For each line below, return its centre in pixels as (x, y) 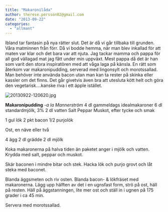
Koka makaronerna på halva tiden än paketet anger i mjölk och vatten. (77, 149)
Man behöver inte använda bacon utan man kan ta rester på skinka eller (79, 75)
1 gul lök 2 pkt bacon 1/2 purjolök (39, 120)
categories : (18, 24)
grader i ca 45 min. (25, 195)
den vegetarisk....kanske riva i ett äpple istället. (54, 85)
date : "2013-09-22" (26, 19)
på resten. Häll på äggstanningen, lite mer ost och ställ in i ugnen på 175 (79, 190)
